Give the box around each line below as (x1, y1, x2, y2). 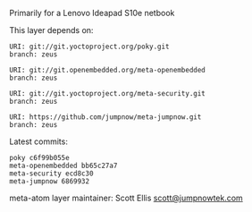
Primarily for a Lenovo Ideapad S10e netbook (9, 8, 175, 18)
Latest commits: (9, 136, 69, 147)
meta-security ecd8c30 (9, 169, 94, 178)
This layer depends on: (9, 25, 94, 35)
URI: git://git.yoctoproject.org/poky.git (9, 42, 170, 51)
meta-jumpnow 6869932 (9, 177, 90, 186)
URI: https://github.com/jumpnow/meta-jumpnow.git (9, 113, 202, 122)
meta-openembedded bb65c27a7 (9, 161, 118, 170)
